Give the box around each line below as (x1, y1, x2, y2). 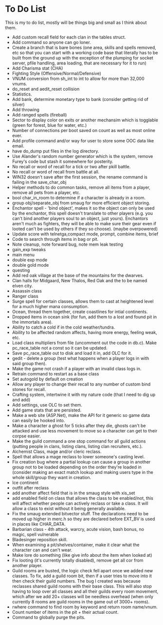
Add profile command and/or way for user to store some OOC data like (12, 137, 154, 143)
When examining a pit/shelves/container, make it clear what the (12, 542, 140, 547)
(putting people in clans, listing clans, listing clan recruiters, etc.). (12, 443, 143, 449)
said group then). (12, 360, 47, 366)
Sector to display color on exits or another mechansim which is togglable (12, 117, 158, 123)
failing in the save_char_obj (12, 179, 67, 185)
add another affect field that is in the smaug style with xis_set (12, 490, 135, 496)
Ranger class (12, 293, 38, 299)
